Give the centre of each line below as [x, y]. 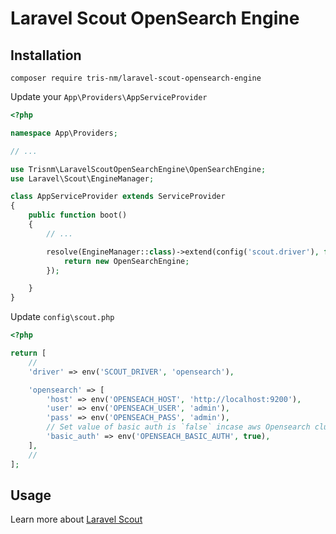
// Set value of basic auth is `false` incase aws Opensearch [178, 427]
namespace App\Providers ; [64, 133]
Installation [46, 55]
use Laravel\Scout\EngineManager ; [82, 178]
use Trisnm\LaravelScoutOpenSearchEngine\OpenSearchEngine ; [138, 169]
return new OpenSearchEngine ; [126, 261]
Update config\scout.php [62, 317]
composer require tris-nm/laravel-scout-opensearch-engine [136, 78]
